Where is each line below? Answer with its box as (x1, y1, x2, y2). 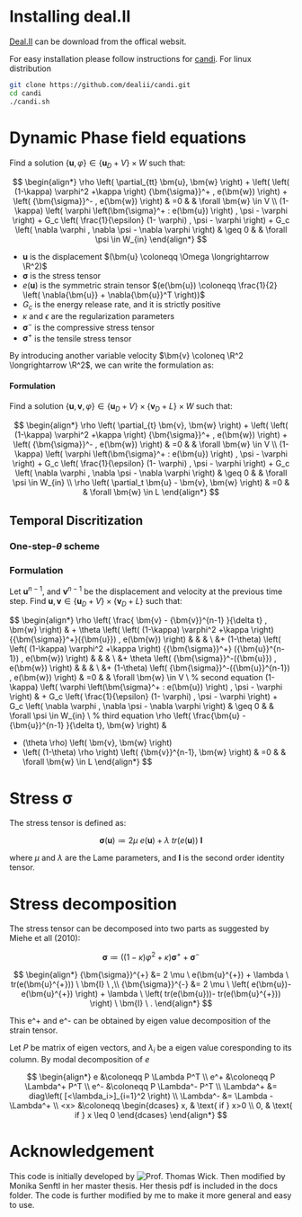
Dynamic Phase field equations (9, 128, 247, 147)
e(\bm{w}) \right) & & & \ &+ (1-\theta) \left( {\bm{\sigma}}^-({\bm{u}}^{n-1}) (9, 662, 290, 673)
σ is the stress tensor (22, 271, 102, 281)
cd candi (9, 88, 42, 98)
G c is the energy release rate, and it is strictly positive (22, 299, 221, 312)
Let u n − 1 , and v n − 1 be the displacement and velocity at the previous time (9, 584, 283, 597)
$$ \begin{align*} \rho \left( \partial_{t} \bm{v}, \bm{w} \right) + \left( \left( (13, 420, 289, 431)
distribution (9, 63, 52, 74)
